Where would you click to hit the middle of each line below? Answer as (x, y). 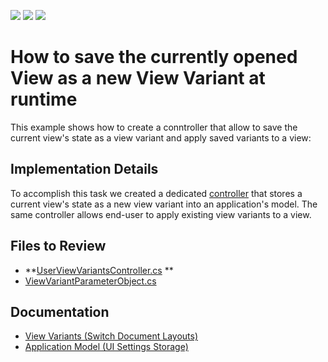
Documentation (60, 311)
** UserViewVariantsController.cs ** (99, 270)
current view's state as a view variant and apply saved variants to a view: (161, 137)
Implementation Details (84, 169)
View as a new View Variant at (138, 78)
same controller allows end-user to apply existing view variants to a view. (161, 214)
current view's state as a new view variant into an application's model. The (164, 204)
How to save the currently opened (154, 57)
